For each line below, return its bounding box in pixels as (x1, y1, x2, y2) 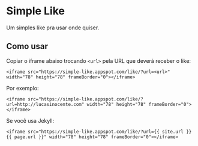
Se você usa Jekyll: (6, 117, 55, 124)
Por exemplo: (6, 84, 39, 92)
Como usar (6, 41, 49, 51)
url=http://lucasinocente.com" (6, 101, 85, 107)
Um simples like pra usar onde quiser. (6, 24, 100, 31)
